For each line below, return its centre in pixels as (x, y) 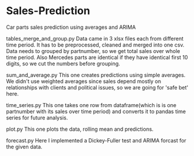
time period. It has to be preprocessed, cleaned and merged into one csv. (95, 45)
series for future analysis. (37, 117)
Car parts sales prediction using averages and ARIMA (71, 27)
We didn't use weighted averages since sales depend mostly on (83, 81)
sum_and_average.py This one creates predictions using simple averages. (96, 75)
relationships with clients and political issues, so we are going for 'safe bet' (97, 87)
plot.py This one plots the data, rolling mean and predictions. (80, 129)
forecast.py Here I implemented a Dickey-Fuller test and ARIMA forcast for (96, 140)
